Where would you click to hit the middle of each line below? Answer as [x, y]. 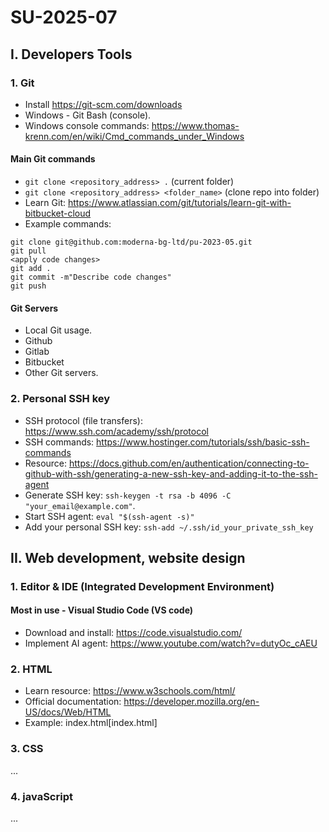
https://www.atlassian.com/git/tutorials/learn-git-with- [179, 203]
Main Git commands [53, 159]
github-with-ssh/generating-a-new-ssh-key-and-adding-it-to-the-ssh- [171, 473]
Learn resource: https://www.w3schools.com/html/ [130, 691]
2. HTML [31, 669]
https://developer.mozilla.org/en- [191, 702]
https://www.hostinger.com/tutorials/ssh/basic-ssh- [203, 442]
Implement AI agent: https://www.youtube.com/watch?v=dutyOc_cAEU [171, 643]
